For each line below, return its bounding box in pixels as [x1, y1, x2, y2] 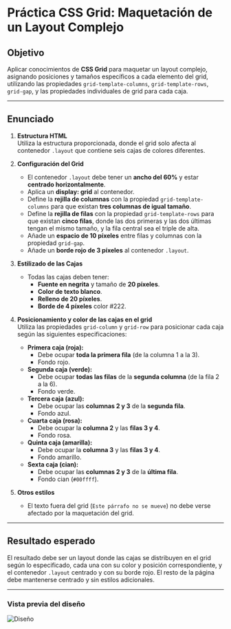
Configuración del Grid [16, 160, 84, 168]
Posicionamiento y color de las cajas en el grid [16, 315, 153, 323]
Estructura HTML [16, 131, 67, 140]
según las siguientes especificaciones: [16, 330, 127, 338]
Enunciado [7, 114, 54, 125]
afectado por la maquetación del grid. [27, 509, 134, 517]
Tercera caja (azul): [27, 394, 85, 403]
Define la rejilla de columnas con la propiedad [27, 195, 159, 203]
